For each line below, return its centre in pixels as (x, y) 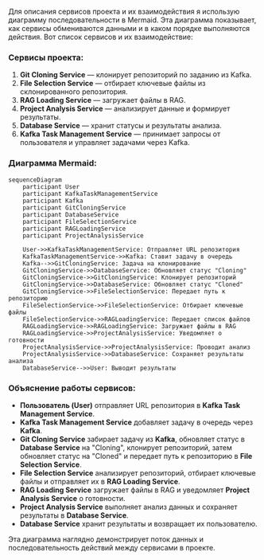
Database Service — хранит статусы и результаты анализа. (121, 126)
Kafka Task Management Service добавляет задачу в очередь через (136, 422)
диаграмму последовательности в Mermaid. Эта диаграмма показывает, (132, 20)
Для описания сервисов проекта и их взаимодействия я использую (124, 12)
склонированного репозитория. (74, 92)
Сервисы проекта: (46, 57)
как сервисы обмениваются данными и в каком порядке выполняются (129, 28)
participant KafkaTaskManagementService (90, 194)
